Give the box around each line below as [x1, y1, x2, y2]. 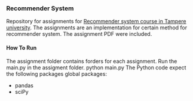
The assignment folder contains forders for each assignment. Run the [6, 57, 177, 65]
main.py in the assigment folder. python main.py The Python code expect [6, 64, 186, 71]
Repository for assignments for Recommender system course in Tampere [6, 18, 186, 25]
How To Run [6, 44, 37, 51]
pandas [14, 82, 34, 89]
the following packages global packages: [6, 70, 108, 77]
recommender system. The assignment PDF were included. [6, 30, 152, 38]
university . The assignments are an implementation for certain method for [6, 24, 187, 31]
